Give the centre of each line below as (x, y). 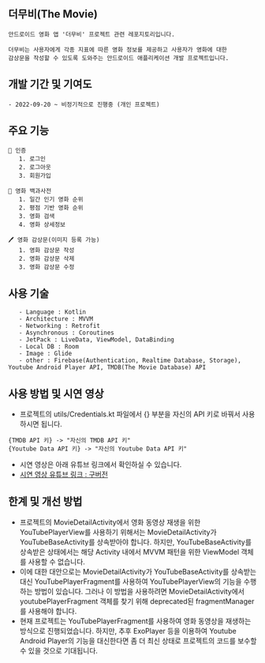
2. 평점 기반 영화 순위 (51, 208)
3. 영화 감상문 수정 (47, 267)
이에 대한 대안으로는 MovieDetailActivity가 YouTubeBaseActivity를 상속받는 (138, 571)
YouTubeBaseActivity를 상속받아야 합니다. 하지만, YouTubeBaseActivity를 (136, 542)
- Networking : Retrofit (60, 326)
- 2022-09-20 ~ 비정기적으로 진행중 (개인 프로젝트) (84, 104)
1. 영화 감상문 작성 (47, 251)
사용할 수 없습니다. (56, 561)
